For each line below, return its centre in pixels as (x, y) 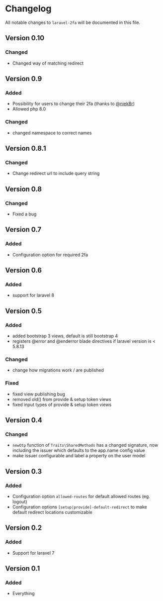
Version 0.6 (24, 270)
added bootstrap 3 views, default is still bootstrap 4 (65, 336)
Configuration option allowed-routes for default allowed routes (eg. (81, 497)
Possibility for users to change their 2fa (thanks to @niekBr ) (74, 104)
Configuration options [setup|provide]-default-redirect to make (80, 507)
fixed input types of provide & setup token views (62, 404)
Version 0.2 (24, 528)
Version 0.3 (24, 471)
